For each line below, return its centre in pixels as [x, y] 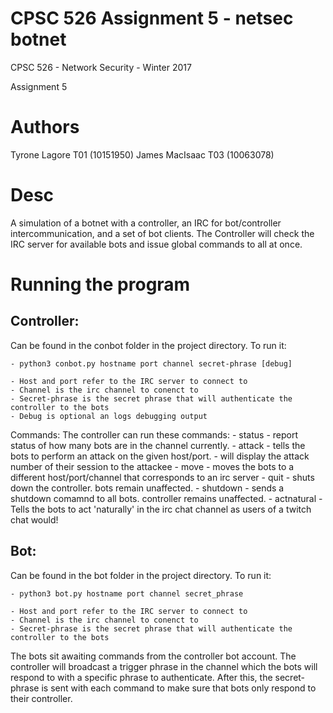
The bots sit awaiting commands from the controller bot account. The [153, 656]
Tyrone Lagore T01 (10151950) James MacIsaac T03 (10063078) [142, 154]
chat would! [34, 519]
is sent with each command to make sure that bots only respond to [179, 688]
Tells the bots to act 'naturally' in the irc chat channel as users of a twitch [161, 509]
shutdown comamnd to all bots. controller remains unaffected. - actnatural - [166, 498]
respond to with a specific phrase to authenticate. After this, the [141, 677]
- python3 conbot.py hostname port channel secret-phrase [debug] [151, 363]
